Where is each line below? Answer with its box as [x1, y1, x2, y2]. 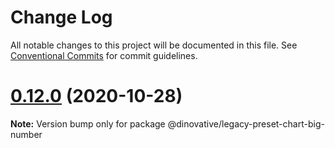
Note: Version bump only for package [10, 117, 166, 130]
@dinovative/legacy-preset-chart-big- [167, 117, 325, 130]
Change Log [10, 6, 113, 29]
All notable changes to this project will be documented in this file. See [10, 39, 298, 51]
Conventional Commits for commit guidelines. [10, 49, 198, 61]
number [10, 128, 43, 140]
